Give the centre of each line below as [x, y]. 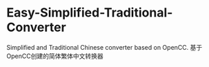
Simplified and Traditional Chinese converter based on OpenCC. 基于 [104, 47]
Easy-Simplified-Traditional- [90, 13]
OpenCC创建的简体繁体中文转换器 [55, 56]
